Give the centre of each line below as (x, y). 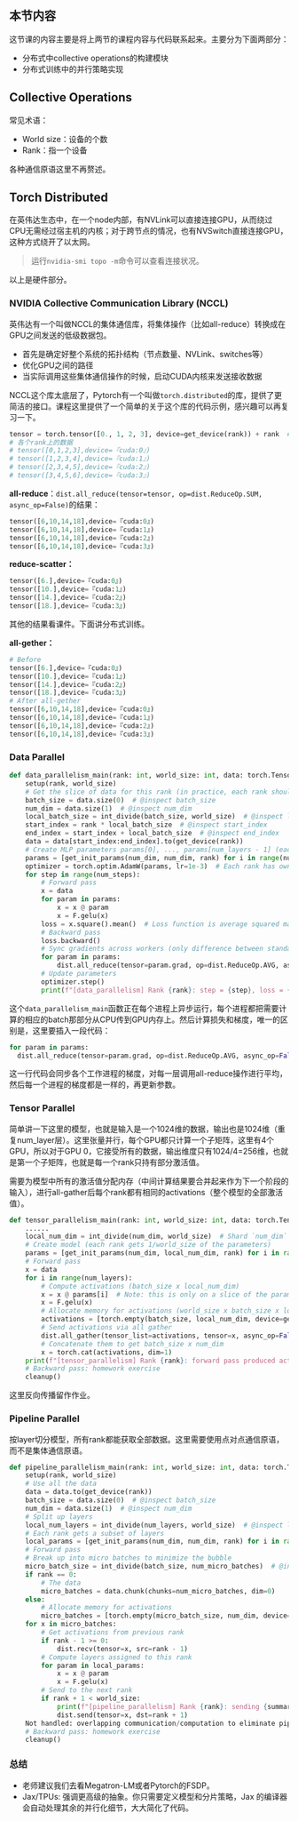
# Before (25, 659)
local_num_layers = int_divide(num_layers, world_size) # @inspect (154, 1525)
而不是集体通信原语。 (48, 1450)
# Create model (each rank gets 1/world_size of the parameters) (149, 1245)
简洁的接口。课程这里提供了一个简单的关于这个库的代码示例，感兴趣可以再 (145, 406)
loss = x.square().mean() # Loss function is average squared (160, 924)
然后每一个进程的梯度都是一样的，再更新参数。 (94, 1085)
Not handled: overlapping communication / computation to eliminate (150, 1723)
